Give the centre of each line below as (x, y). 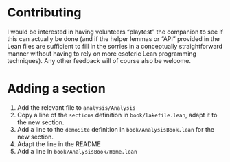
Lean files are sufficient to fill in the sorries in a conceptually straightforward (115, 46)
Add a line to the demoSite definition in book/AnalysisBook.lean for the (116, 129)
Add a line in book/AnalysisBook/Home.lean (77, 151)
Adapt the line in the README (59, 144)
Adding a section (57, 89)
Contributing (44, 13)
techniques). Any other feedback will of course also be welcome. (99, 60)
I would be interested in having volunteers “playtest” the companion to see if (115, 32)
